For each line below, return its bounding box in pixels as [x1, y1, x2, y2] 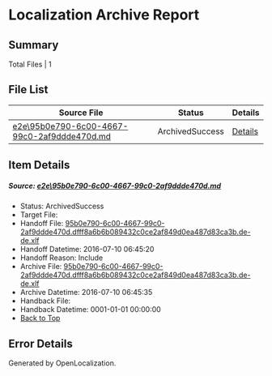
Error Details [8, 336, 73, 350]
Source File [58, 107, 104, 118]
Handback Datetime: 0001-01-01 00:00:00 [19, 305, 162, 314]
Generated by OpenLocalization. [8, 358, 117, 368]
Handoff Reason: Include [19, 253, 104, 263]
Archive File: [19, 262, 62, 271]
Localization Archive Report [8, 6, 200, 24]
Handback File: [19, 296, 71, 305]
